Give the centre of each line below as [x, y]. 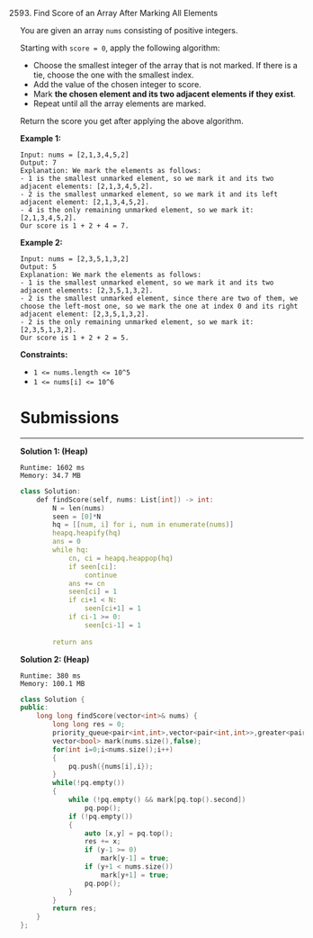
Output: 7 [39, 163]
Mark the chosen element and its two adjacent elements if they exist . [164, 94]
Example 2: [41, 243]
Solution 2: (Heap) [55, 659]
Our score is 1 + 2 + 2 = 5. [75, 338]
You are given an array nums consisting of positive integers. [129, 30]
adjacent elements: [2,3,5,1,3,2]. [87, 291]
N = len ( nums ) [79, 508]
